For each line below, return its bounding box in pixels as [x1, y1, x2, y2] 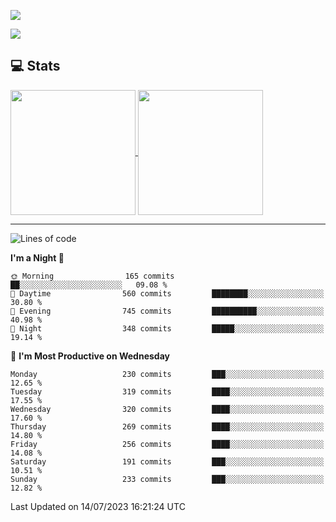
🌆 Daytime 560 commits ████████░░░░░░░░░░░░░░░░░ [10, 288, 325, 299]
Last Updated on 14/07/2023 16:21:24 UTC [10, 500, 186, 512]
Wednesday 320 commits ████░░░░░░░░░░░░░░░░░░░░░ [10, 404, 325, 414]
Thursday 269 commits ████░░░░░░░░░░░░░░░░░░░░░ [10, 421, 325, 432]
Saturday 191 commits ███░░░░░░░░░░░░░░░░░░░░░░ [10, 456, 325, 467]
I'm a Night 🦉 [10, 251, 65, 264]
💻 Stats [10, 58, 61, 75]
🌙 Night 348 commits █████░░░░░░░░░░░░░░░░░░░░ [10, 323, 325, 334]
